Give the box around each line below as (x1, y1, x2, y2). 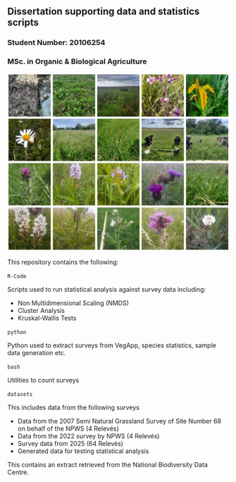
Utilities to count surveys (7, 376, 80, 384)
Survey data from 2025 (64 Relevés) (17, 439, 123, 447)
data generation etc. (7, 348, 66, 357)
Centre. (7, 468, 30, 476)
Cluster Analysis (17, 306, 66, 314)
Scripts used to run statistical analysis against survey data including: (7, 285, 206, 293)
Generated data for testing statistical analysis (17, 447, 149, 455)
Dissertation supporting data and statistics (7, 6, 200, 18)
